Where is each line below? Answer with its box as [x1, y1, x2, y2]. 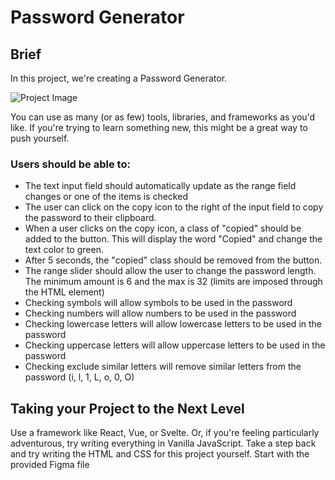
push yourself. [10, 132, 70, 144]
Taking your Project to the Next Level [10, 400, 245, 417]
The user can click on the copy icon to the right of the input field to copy [24, 201, 324, 213]
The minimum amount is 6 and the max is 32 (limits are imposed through [24, 276, 323, 288]
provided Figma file [10, 459, 90, 471]
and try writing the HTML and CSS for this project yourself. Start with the [10, 448, 310, 460]
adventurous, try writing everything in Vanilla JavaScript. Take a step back [10, 437, 317, 450]
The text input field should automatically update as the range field [24, 180, 297, 192]
